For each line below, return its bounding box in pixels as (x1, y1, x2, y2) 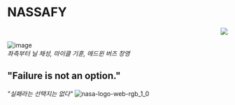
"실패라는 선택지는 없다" (7, 89, 73, 98)
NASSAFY (7, 4, 67, 20)
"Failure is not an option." (7, 70, 121, 82)
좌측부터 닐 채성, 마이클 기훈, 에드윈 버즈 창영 (7, 49, 131, 57)
